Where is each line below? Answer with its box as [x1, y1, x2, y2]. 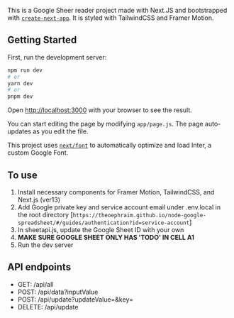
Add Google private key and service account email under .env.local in [17, 203, 221, 212]
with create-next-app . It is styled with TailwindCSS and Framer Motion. [7, 13, 214, 22]
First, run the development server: [7, 53, 107, 61]
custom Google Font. [7, 148, 69, 157]
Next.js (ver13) [17, 195, 61, 204]
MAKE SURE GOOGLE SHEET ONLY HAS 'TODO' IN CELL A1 [17, 234, 195, 241]
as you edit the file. [33, 127, 89, 136]
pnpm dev [7, 93, 33, 100]
